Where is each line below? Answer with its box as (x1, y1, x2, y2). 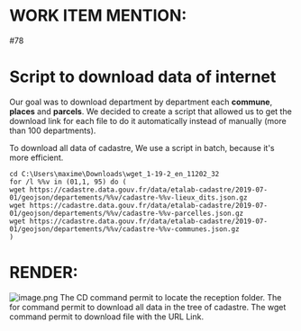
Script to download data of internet (9, 67, 277, 87)
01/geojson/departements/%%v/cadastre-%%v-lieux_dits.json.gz (9, 192, 248, 202)
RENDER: (9, 263, 78, 283)
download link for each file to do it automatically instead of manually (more (9, 115, 287, 126)
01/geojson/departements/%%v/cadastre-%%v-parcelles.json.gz (9, 209, 244, 218)
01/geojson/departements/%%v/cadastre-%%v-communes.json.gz (9, 224, 241, 234)
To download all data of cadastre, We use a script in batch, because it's (9, 142, 275, 153)
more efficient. (9, 152, 64, 163)
